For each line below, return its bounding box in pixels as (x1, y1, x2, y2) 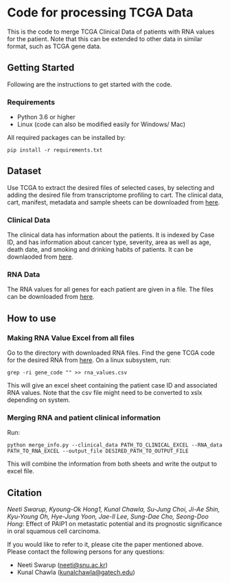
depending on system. (7, 396, 71, 404)
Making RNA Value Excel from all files (7, 333, 135, 342)
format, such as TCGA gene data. (7, 42, 102, 50)
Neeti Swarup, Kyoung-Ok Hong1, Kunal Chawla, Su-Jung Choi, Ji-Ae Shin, (7, 505, 220, 514)
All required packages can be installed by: (7, 134, 126, 142)
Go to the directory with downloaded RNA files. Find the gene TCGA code (7, 348, 215, 357)
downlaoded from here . (7, 252, 73, 261)
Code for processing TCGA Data (7, 5, 194, 21)
